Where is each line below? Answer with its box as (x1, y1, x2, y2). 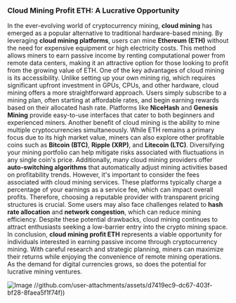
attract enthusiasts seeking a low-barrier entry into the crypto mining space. (7, 223, 228, 231)
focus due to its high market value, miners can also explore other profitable (7, 133, 225, 142)
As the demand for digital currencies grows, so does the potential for (7, 260, 207, 269)
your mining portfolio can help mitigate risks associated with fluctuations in (7, 148, 225, 156)
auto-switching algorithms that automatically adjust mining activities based (7, 163, 228, 172)
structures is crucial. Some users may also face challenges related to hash (7, 201, 223, 209)
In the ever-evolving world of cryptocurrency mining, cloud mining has (7, 22, 213, 30)
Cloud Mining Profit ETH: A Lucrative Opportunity (7, 6, 180, 15)
